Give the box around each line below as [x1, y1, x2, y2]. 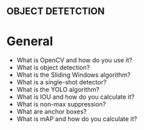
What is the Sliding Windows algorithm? [16, 71, 131, 79]
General [6, 33, 54, 49]
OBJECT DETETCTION [6, 6, 105, 17]
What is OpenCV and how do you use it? [16, 56, 133, 64]
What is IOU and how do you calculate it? [16, 93, 135, 101]
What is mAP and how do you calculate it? [16, 115, 137, 123]
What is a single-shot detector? [16, 78, 107, 86]
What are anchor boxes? [16, 107, 87, 116]
